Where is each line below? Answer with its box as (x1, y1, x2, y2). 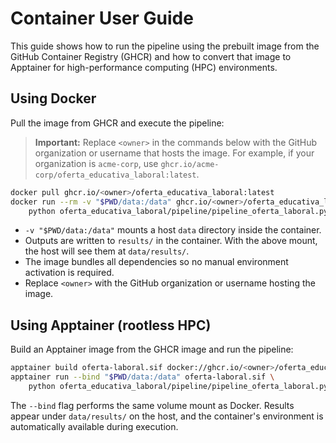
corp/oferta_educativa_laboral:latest (34, 170, 197, 180)
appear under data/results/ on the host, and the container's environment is (10, 410, 324, 422)
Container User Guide (10, 7, 194, 30)
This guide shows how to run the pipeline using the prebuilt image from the (10, 40, 320, 52)
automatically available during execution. (10, 420, 179, 432)
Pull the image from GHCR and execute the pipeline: (10, 117, 225, 129)
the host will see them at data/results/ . (24, 245, 190, 257)
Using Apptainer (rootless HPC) (10, 317, 212, 334)
